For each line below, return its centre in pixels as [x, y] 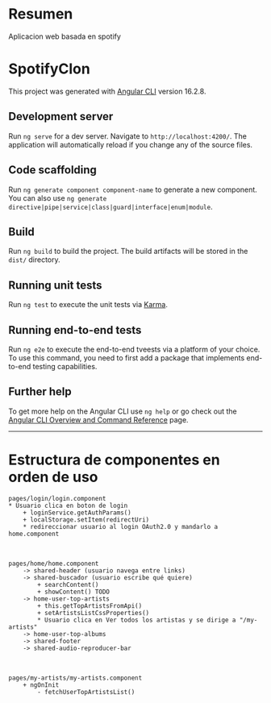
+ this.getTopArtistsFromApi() [90, 605]
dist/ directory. [34, 260]
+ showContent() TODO [74, 592]
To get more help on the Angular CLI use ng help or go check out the [123, 411]
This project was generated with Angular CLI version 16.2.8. [107, 91]
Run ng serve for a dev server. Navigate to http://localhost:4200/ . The [128, 136]
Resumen [41, 14]
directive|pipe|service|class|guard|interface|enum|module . [110, 206]
